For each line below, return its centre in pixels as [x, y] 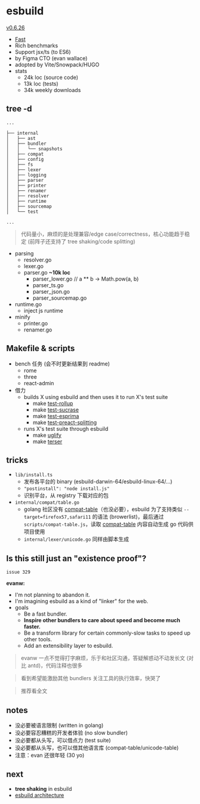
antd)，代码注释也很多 [55, 666]
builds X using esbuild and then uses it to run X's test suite [96, 397]
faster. [32, 627]
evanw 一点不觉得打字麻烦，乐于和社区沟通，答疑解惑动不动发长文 [103, 658]
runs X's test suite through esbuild [66, 428]
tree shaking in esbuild [43, 788]
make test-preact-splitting [65, 422]
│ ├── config [25, 159]
